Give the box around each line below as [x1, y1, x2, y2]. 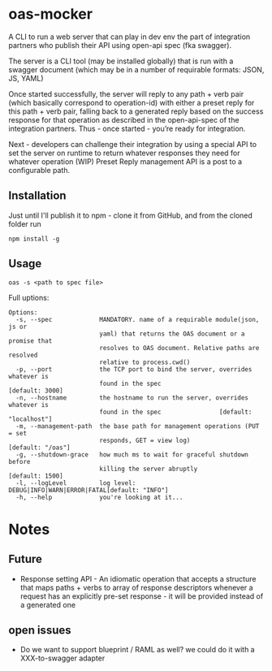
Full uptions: [8, 292, 50, 302]
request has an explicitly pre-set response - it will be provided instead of [19, 591, 264, 601]
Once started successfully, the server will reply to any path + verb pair [8, 89, 244, 98]
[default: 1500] [8, 472, 63, 480]
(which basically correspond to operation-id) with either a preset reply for [8, 97, 255, 107]
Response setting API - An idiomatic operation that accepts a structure [19, 574, 257, 583]
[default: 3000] [8, 387, 63, 395]
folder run [8, 219, 42, 228]
